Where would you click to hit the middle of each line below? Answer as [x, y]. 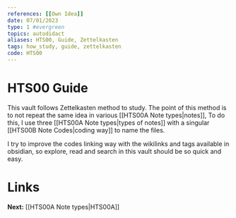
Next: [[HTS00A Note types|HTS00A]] [64, 207]
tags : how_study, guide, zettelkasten [64, 47]
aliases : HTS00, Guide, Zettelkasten [63, 40]
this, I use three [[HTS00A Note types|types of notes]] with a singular [108, 122]
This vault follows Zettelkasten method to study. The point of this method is [117, 107]
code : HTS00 [25, 54]
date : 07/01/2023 [33, 20]
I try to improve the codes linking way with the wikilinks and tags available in [118, 144]
